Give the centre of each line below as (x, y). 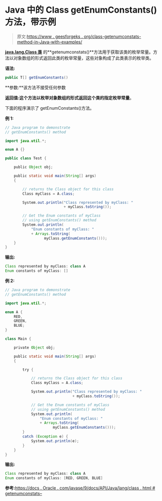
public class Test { (26, 158)
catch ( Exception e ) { (45, 437)
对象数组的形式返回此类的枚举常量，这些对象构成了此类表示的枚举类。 (83, 58)
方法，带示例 (31, 22)
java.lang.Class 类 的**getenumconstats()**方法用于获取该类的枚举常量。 (79, 52)
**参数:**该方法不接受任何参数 (36, 87)
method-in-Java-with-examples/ (49, 42)
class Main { (18, 339)
